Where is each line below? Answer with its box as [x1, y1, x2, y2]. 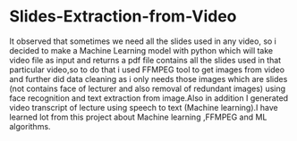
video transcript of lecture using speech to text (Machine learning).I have [9, 102, 279, 112]
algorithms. [9, 120, 51, 131]
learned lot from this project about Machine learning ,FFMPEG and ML [9, 112, 267, 122]
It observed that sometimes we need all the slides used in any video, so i [9, 36, 277, 46]
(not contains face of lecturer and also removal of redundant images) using [9, 83, 286, 94]
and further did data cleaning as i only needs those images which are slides [9, 73, 288, 84]
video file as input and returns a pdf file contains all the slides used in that [9, 54, 282, 65]
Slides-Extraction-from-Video [9, 6, 237, 27]
